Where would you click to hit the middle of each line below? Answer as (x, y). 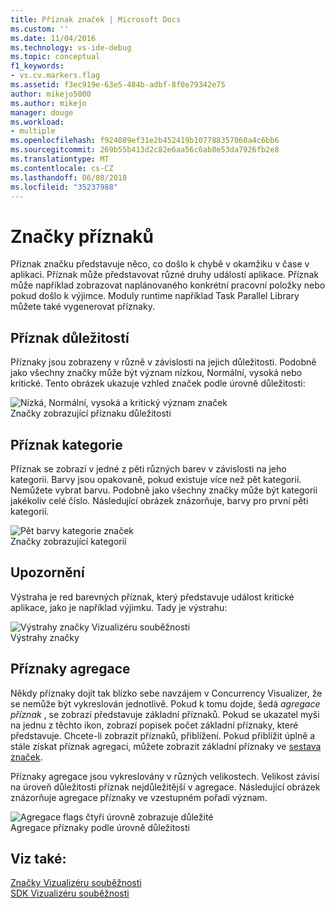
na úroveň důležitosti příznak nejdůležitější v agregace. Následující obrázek (165, 787)
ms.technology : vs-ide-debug (71, 47)
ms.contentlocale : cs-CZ (62, 168)
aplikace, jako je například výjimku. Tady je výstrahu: (119, 607)
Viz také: (38, 858)
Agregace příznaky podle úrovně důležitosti (100, 827)
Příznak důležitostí (70, 337)
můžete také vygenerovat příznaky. (82, 307)
